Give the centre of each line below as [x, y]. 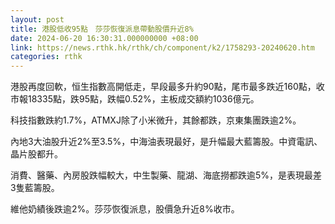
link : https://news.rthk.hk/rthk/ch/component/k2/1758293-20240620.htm [162, 47]
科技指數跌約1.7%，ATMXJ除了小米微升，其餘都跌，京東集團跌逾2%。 [156, 120]
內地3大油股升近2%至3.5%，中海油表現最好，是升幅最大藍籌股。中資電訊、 [166, 142]
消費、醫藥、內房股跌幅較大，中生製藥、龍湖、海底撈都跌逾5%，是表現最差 [166, 175]
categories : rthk [46, 57]
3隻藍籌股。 [35, 188]
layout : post [37, 19]
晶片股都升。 [36, 154]
